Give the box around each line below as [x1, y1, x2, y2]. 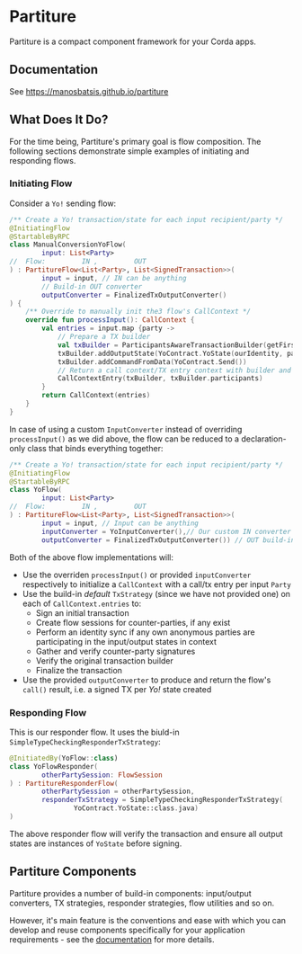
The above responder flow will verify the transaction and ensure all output [9, 828, 283, 839]
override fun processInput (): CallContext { [25, 316, 195, 325]
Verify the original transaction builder [35, 655, 173, 666]
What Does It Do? [9, 112, 109, 128]
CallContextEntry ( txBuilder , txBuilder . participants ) [57, 374, 263, 383]
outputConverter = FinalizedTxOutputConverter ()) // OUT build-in [41, 535, 296, 545]
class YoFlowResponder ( [9, 762, 99, 771]
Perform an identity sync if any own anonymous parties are [35, 627, 255, 637]
